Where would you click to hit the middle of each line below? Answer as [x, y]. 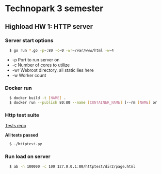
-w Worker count [29, 75]
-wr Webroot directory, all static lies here [53, 70]
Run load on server [28, 156]
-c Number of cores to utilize [41, 65]
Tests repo [16, 126]
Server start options [29, 40]
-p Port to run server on [36, 59]
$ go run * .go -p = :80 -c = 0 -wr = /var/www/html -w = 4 [62, 50]
